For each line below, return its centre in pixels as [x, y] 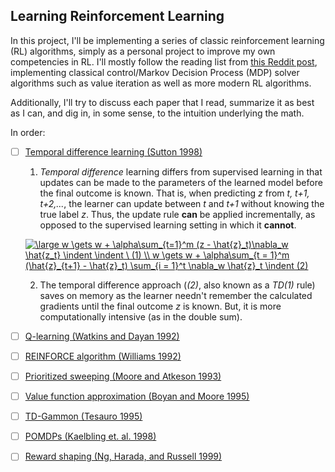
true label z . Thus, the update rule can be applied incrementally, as [177, 214]
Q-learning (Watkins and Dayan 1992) [102, 336]
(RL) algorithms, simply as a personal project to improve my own [143, 51]
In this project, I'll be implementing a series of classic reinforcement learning [167, 40]
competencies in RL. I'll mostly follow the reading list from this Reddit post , [164, 61]
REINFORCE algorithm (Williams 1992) [103, 356]
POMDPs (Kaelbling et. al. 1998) [90, 436]
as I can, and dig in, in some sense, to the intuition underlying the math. [157, 113]
